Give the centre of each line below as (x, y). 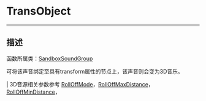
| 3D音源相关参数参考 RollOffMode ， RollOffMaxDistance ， (80, 84)
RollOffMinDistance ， (33, 92)
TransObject (39, 11)
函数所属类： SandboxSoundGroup (50, 58)
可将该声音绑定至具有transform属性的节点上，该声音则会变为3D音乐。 (95, 71)
